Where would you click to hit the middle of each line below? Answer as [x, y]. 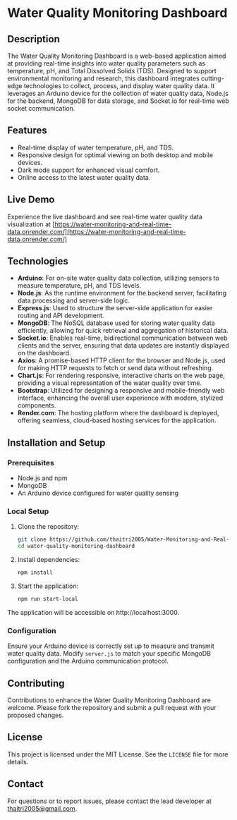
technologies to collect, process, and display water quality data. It [119, 86]
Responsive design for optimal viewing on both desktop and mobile [115, 155]
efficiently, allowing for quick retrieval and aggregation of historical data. [123, 331]
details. [18, 761]
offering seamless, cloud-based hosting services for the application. [117, 420]
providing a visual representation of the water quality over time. [110, 383]
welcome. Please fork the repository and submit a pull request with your [112, 708]
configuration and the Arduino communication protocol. [88, 661]
